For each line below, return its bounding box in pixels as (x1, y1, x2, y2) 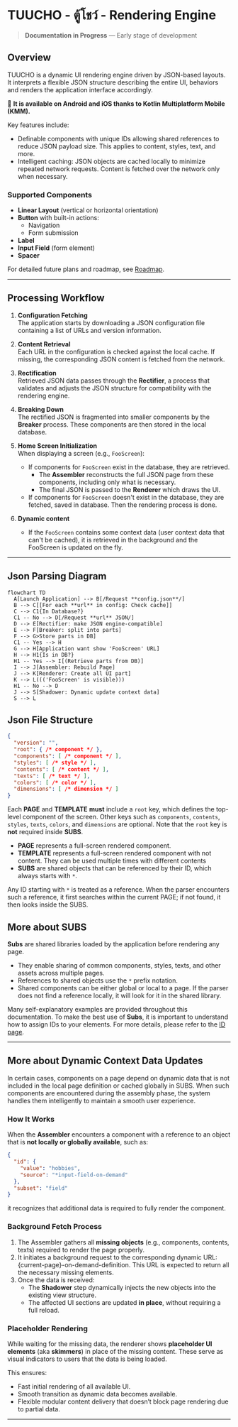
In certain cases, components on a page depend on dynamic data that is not (7, 1073, 230, 1082)
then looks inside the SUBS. (7, 900, 89, 909)
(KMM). (7, 106, 30, 115)
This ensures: (7, 1368, 47, 1377)
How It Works (7, 1114, 55, 1124)
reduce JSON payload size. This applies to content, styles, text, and (17, 142, 216, 151)
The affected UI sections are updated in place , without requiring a (28, 1298, 221, 1306)
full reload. (28, 1306, 60, 1314)
